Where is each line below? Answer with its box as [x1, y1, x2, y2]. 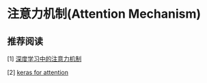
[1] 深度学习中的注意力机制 [7, 55, 82, 63]
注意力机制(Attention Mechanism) [7, 6, 202, 22]
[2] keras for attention [7, 69, 69, 76]
